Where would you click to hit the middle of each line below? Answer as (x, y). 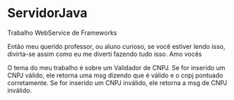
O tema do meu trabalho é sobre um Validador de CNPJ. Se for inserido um (116, 67)
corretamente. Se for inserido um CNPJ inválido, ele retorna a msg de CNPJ (117, 82)
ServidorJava (47, 13)
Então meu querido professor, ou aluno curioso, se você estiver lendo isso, (116, 46)
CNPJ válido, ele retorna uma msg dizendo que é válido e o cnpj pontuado (116, 75)
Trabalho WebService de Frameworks (62, 33)
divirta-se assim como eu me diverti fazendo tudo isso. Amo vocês (105, 54)
